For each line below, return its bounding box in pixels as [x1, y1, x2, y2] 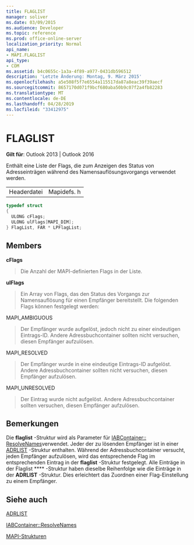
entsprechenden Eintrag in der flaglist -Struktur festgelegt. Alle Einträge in [6, 459, 185, 466]
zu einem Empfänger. [6, 478, 57, 485]
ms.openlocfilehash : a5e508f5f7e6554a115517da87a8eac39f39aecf [6, 80, 163, 85]
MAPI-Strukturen [6, 533, 47, 540]
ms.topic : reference [6, 30, 57, 36]
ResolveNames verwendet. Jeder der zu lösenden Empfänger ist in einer [6, 440, 179, 447]
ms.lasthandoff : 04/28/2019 [6, 101, 75, 107]
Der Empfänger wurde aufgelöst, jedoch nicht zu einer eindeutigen [20, 325, 181, 332]
